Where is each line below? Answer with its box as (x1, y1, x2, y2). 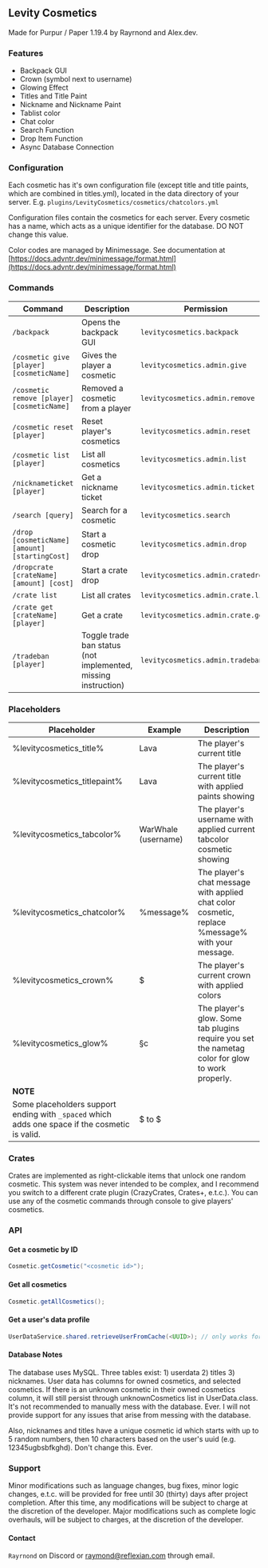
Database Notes (8, 1350, 63, 1359)
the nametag (197, 1043, 246, 1054)
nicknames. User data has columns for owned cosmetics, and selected (8, 1376, 242, 1386)
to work (197, 1063, 227, 1074)
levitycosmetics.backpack (140, 327, 239, 337)
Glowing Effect (19, 83, 69, 93)
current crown (197, 970, 251, 981)
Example (147, 724, 182, 735)
